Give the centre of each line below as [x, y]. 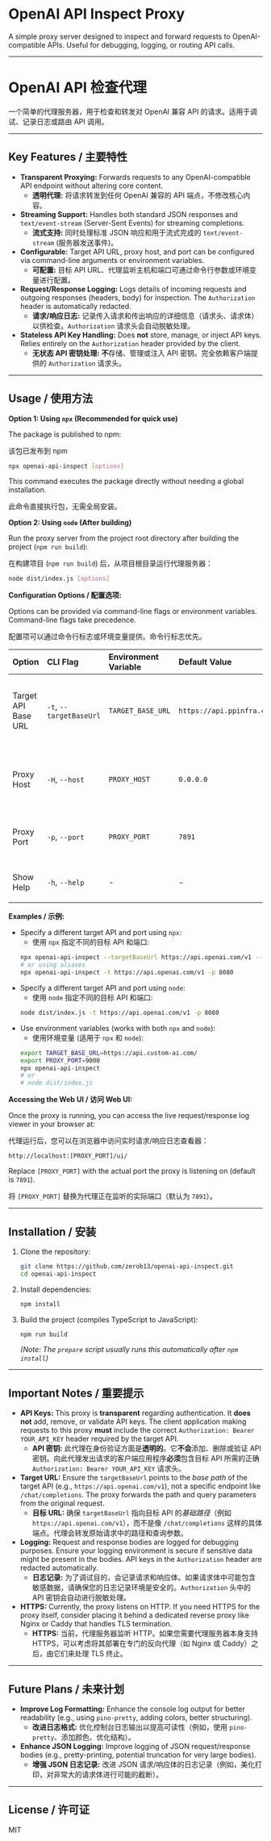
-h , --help [66, 883]
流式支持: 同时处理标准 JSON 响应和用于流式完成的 [117, 232]
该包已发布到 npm [38, 451]
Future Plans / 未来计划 [67, 1689]
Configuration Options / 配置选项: [65, 595]
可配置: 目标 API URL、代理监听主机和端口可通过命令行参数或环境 [141, 269]
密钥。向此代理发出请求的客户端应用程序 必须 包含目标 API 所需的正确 [146, 1459]
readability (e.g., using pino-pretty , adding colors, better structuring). [136, 1718]
